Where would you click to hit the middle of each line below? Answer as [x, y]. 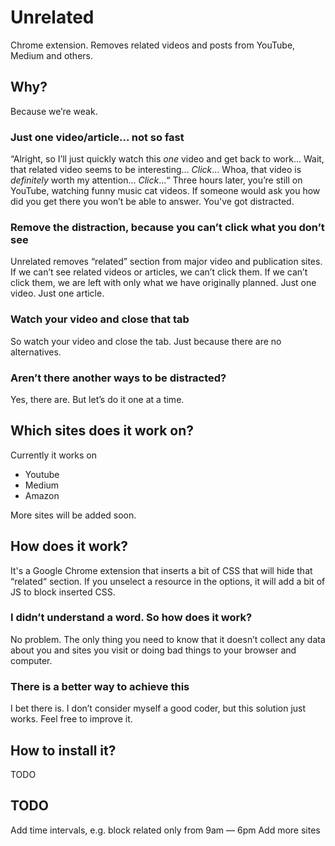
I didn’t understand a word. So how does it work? [131, 618]
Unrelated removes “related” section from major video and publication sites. [166, 262]
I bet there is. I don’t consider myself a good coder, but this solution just [158, 708]
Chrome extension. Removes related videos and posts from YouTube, [153, 45]
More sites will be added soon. [73, 515]
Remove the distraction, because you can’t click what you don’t [167, 227]
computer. [31, 660]
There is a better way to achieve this [100, 686]
